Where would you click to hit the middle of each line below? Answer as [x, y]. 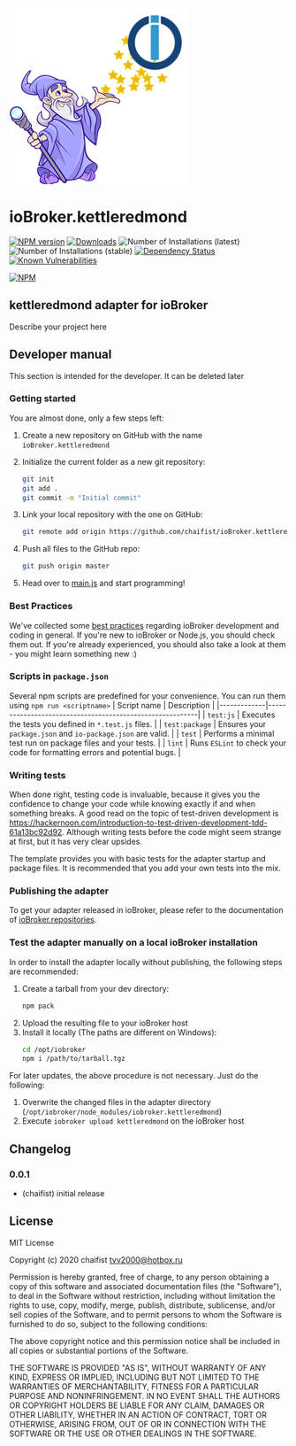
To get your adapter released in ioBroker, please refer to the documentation [147, 910]
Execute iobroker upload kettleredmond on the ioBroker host [133, 1121]
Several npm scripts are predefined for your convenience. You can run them [148, 696]
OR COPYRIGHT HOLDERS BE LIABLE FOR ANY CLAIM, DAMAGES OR [137, 1405]
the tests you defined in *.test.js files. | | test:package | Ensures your [138, 723]
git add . [40, 488]
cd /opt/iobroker [54, 1049]
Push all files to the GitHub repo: [81, 549]
